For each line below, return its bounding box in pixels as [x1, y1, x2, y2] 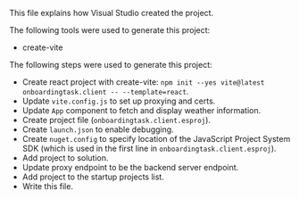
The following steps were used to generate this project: [9, 60, 212, 70]
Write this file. [21, 181, 74, 191]
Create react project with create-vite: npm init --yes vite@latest [21, 77, 265, 87]
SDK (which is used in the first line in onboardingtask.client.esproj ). [21, 143, 277, 153]
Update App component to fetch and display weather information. [21, 105, 262, 115]
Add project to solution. [21, 153, 109, 163]
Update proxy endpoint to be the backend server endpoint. [21, 162, 239, 172]
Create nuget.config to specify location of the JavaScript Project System [21, 134, 291, 144]
